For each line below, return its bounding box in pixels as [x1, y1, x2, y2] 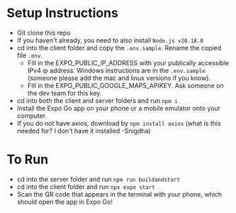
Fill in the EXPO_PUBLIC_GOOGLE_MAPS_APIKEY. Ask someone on [27, 81, 224, 89]
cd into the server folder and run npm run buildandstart [16, 175, 180, 183]
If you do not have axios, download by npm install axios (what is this [16, 119, 221, 127]
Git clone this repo [16, 28, 72, 37]
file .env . [16, 51, 43, 60]
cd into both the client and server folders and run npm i [16, 96, 178, 104]
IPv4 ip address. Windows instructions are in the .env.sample [27, 66, 206, 75]
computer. [16, 111, 47, 120]
